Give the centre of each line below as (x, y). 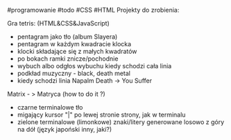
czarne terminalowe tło (50, 107)
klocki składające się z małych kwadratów (77, 51)
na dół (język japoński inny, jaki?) (65, 129)
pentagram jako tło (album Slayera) (67, 37)
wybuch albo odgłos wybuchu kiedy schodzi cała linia (94, 66)
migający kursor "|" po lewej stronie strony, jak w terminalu (101, 114)
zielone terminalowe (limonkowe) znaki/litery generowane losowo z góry (121, 122)
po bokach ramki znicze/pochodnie (68, 59)
